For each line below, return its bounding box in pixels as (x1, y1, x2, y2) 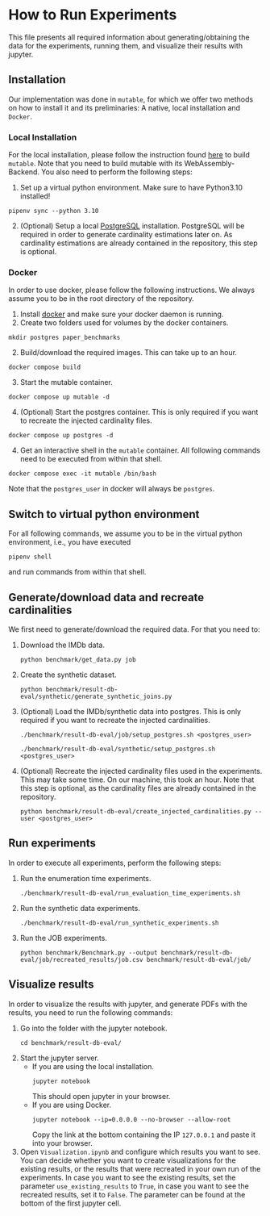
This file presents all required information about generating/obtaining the (8, 32, 250, 42)
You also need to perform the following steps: (41, 167, 193, 177)
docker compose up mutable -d (8, 393, 110, 401)
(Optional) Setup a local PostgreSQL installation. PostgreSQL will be (19, 221, 245, 231)
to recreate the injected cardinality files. (19, 416, 152, 425)
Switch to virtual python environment (8, 507, 200, 521)
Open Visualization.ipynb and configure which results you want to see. (19, 1147, 260, 1156)
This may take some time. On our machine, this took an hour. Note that (19, 775, 255, 784)
